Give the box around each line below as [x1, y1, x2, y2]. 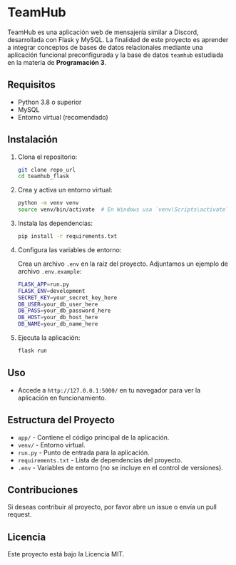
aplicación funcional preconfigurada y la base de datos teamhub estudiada [7, 51, 224, 59]
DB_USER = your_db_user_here [17, 301, 98, 308]
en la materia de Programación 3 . [7, 58, 107, 66]
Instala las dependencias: [17, 219, 93, 228]
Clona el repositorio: [17, 152, 78, 161]
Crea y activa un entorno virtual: [17, 186, 113, 195]
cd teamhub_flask [17, 172, 70, 180]
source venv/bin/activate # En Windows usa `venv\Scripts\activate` [17, 206, 230, 214]
